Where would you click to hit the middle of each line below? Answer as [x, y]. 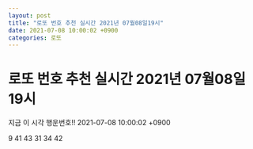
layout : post [30, 15]
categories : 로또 [35, 38]
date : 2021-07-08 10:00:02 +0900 [63, 30]
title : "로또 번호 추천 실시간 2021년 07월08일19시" [86, 23]
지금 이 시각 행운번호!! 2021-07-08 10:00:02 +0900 [90, 123]
